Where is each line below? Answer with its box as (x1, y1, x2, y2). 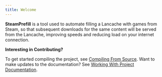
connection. (5, 37, 30, 43)
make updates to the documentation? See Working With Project (5, 61, 134, 67)
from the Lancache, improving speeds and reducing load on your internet (5, 31, 154, 37)
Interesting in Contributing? (5, 46, 63, 52)
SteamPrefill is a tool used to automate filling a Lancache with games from (5, 21, 157, 27)
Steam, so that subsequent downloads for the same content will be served (5, 26, 157, 32)
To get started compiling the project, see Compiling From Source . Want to (5, 56, 155, 62)
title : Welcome (5, 7, 37, 12)
